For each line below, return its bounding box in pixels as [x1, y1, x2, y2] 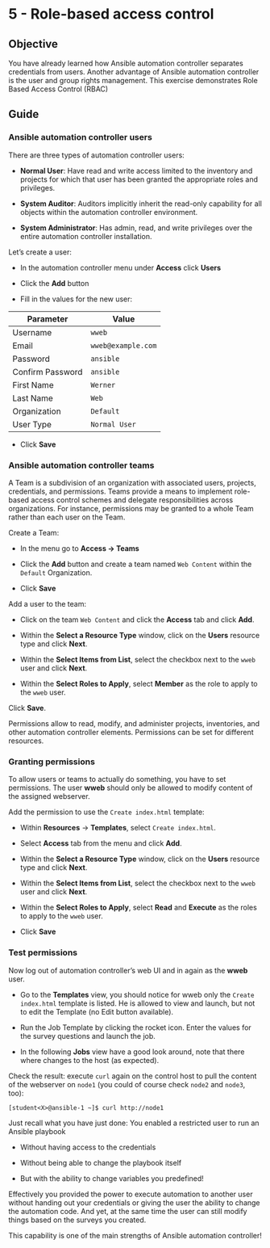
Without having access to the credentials [19, 1142, 156, 1152]
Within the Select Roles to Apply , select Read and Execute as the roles [19, 902, 258, 913]
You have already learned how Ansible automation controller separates [8, 58, 243, 68]
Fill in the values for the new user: [19, 294, 133, 304]
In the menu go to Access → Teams [19, 543, 139, 553]
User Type [12, 418, 52, 430]
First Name [12, 379, 54, 390]
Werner [90, 380, 116, 389]
